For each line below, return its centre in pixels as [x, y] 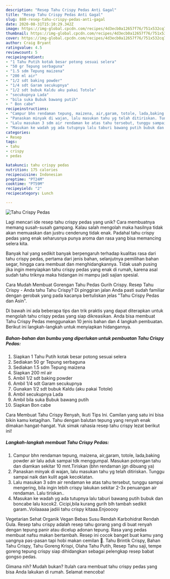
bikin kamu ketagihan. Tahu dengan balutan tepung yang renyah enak [78, 420]
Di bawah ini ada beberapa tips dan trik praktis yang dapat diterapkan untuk [84, 311]
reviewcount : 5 [22, 52]
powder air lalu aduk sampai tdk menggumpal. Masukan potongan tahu [87, 460]
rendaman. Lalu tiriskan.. [39, 493]
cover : [13, 38]
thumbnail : [17, 33]
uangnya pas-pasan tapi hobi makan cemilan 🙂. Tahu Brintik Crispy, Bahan [83, 541]
